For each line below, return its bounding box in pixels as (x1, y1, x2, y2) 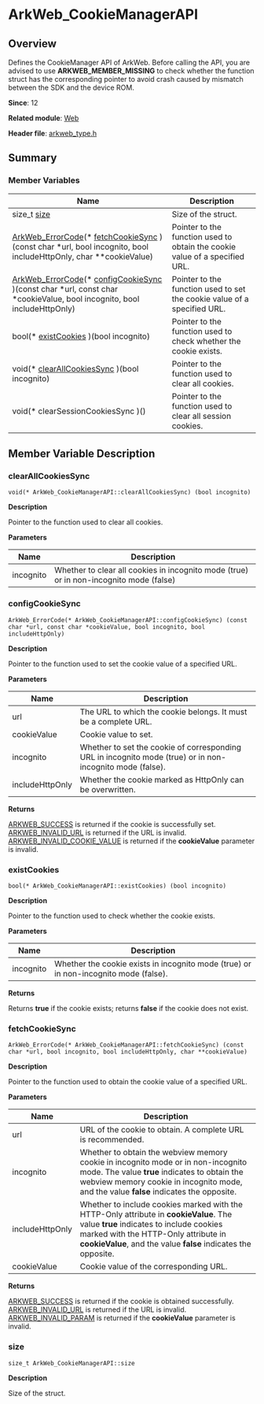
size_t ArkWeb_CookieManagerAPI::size (8, 1359, 135, 1367)
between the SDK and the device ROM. (8, 83, 135, 92)
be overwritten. (79, 783, 136, 795)
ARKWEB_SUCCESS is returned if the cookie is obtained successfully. (8, 1297, 234, 1306)
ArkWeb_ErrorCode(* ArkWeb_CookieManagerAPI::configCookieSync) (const (8, 616, 247, 624)
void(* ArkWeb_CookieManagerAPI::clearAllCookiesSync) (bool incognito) (8, 488, 251, 497)
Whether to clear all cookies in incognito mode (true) (53, 565, 249, 576)
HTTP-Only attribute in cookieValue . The (79, 1209, 233, 1220)
